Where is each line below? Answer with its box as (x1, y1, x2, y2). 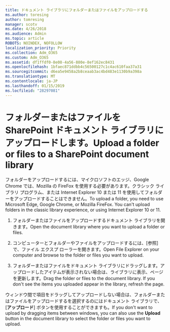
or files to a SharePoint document (5, 148, 149, 160)
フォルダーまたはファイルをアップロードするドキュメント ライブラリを (12, 217, 161, 223)
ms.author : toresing (5, 12, 49, 17)
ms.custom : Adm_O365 (5, 55, 49, 60)
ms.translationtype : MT (5, 74, 56, 79)
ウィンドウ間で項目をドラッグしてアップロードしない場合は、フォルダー (5, 292, 156, 298)
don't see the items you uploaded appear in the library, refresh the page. (12, 281, 165, 287)
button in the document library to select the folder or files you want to (5, 316, 151, 322)
